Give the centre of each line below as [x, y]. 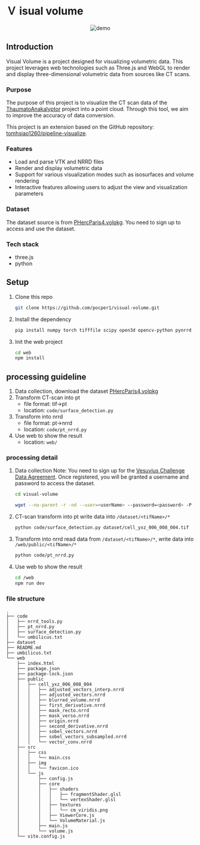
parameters [29, 193]
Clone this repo [33, 296]
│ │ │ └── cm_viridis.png [63, 810]
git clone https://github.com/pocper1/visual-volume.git [87, 308]
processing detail [32, 458]
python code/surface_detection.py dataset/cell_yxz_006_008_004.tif [102, 528]
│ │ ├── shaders [48, 789]
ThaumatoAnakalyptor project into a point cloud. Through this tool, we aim [98, 109]
